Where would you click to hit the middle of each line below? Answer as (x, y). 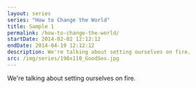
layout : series (29, 13)
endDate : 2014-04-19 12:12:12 (51, 46)
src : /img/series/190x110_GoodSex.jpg (63, 59)
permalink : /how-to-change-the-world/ (63, 33)
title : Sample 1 (31, 26)
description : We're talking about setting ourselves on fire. (99, 52)
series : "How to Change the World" (59, 20)
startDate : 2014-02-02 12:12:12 (54, 39)
